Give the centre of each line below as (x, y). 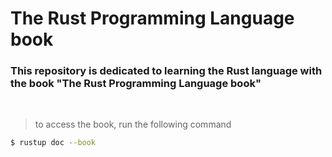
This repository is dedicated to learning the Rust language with (166, 71)
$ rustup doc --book (53, 143)
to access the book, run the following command (133, 124)
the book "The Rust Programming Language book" (136, 84)
